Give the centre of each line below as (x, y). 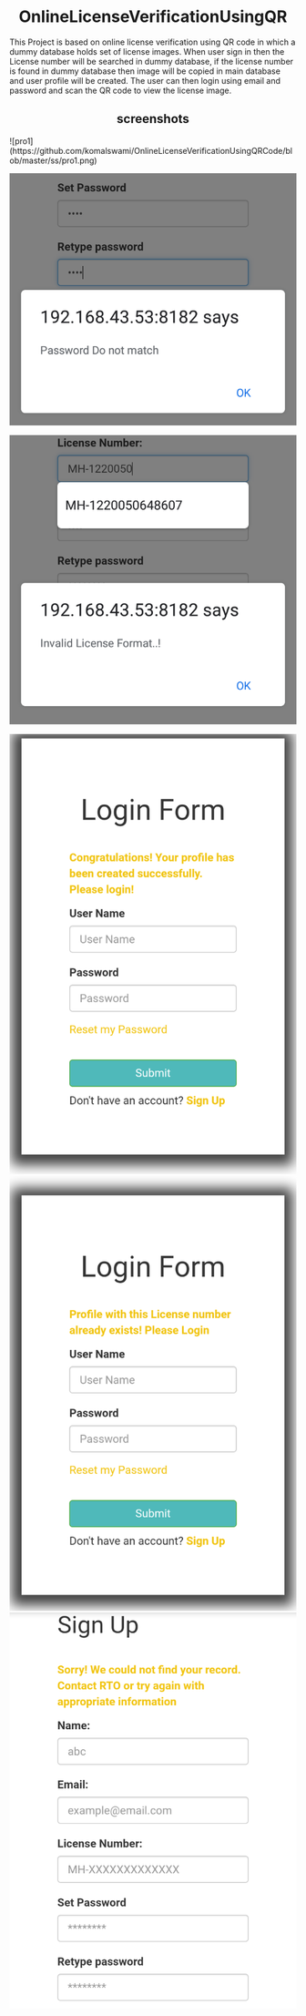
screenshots (153, 119)
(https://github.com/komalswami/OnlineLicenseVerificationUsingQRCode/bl (151, 150)
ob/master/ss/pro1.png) (53, 160)
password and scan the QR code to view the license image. (121, 90)
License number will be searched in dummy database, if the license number (152, 61)
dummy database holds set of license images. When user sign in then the (147, 51)
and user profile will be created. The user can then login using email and (145, 80)
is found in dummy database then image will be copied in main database (145, 71)
